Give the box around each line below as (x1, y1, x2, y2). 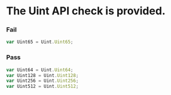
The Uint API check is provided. (6, 4, 166, 18)
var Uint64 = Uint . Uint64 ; (6, 67, 74, 73)
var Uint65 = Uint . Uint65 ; (6, 39, 74, 45)
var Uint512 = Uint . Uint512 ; (6, 84, 79, 90)
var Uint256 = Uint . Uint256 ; (6, 78, 79, 84)
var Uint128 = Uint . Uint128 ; (6, 72, 79, 78)
